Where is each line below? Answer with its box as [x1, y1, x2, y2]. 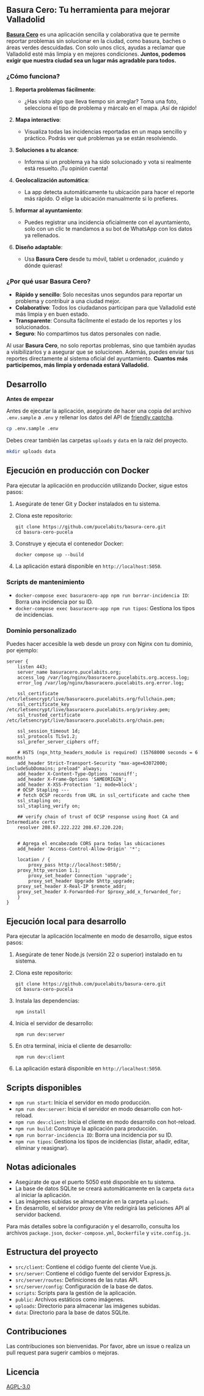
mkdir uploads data [6, 449, 56, 455]
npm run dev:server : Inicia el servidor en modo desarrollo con [15, 1105, 171, 1113]
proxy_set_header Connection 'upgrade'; [28, 873, 133, 879]
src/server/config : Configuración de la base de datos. [15, 1282, 154, 1290]
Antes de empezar [6, 395, 54, 403]
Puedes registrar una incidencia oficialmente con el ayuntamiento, [24, 218, 191, 226]
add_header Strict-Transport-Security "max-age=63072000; [17, 760, 168, 767]
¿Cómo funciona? [6, 72, 60, 80]
